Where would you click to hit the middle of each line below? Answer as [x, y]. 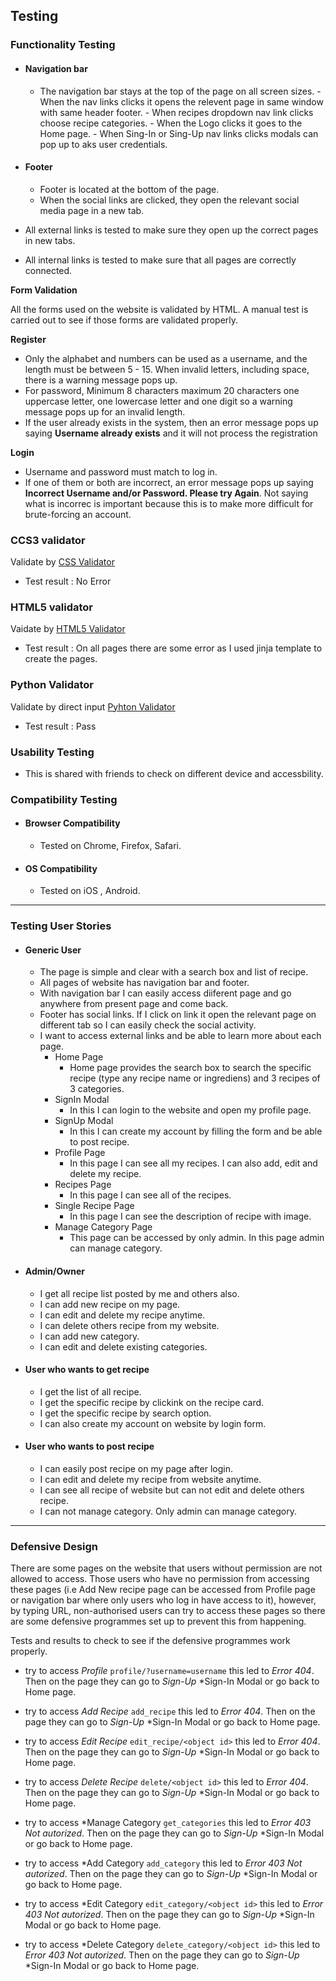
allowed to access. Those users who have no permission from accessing [160, 1579]
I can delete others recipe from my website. [129, 1325]
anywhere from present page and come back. [134, 1004]
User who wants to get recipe [87, 1370]
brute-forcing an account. [78, 514]
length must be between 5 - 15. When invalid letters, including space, [167, 369]
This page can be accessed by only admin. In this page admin [197, 1238]
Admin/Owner [54, 1271]
